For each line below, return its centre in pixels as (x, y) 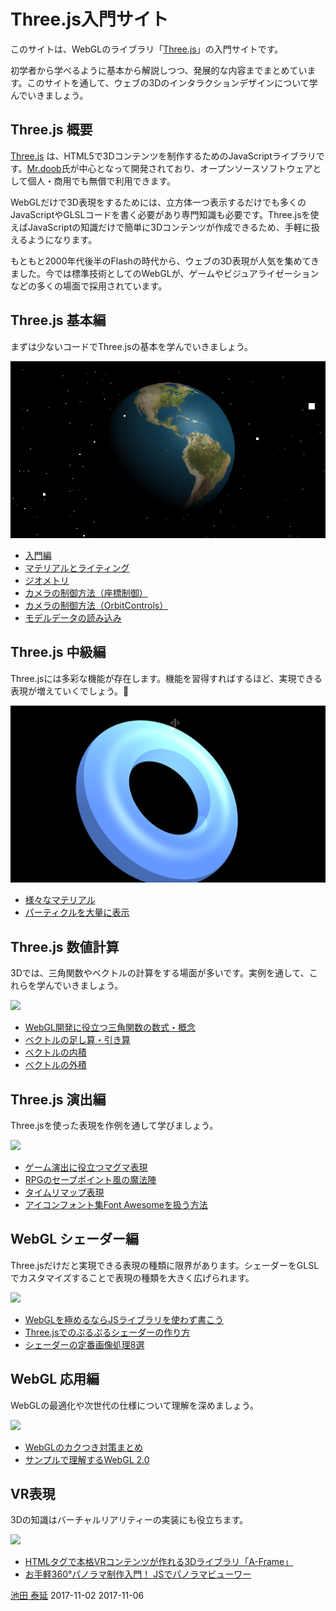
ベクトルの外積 (55, 1065)
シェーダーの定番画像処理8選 (84, 1344)
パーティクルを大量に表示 (77, 912)
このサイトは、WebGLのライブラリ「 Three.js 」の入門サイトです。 (147, 49)
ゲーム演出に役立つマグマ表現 (86, 1167)
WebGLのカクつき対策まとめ (83, 1447)
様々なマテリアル (60, 900)
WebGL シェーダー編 (75, 1239)
